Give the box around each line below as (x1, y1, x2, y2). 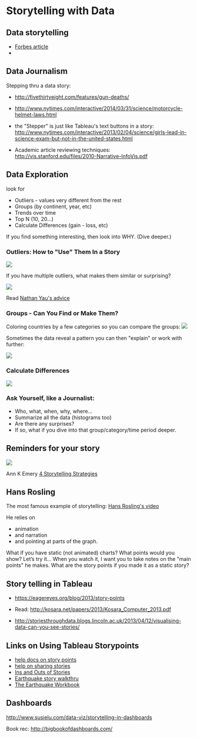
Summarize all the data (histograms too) (14, 413, 112, 421)
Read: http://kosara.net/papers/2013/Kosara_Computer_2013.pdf (14, 606, 172, 613)
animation (14, 525, 39, 533)
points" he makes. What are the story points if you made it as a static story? (6, 562, 189, 569)
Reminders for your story (6, 443, 100, 453)
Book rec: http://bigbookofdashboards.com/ (6, 725, 113, 732)
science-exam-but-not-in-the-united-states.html (14, 135, 133, 142)
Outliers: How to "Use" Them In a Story (6, 248, 121, 256)
